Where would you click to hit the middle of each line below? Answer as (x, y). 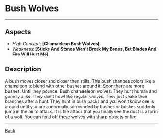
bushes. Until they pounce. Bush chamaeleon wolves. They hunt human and (81, 91)
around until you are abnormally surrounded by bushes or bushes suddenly (80, 106)
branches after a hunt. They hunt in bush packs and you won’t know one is (80, 101)
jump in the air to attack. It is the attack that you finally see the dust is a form (81, 111)
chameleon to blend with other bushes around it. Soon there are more (74, 86)
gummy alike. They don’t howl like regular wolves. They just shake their (76, 96)
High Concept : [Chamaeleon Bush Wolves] (56, 43)
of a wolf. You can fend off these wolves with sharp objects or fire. (72, 117)
